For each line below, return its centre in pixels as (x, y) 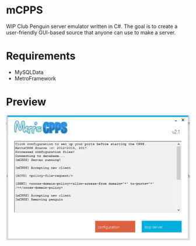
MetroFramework (35, 78)
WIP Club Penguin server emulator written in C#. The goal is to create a (92, 26)
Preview (26, 102)
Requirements (41, 56)
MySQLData (29, 72)
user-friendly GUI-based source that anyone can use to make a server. (91, 32)
